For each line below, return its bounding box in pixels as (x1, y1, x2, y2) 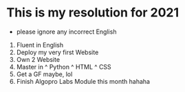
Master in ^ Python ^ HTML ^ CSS (16, 62, 111, 71)
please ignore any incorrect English (16, 27, 117, 36)
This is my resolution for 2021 (6, 5, 179, 21)
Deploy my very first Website (16, 48, 99, 56)
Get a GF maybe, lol (16, 70, 73, 78)
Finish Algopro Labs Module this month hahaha (16, 77, 151, 85)
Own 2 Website (16, 55, 60, 63)
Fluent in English (16, 41, 64, 49)
